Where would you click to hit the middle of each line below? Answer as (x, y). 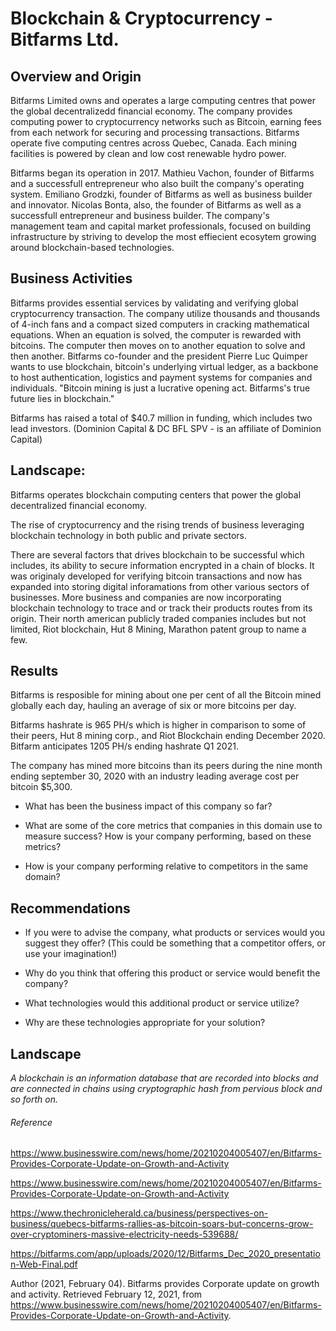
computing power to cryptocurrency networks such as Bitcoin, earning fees (166, 121)
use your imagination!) (71, 954)
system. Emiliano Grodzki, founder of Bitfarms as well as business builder (161, 194)
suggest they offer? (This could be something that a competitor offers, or (175, 943)
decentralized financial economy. (78, 505)
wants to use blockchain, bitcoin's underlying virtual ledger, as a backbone (164, 366)
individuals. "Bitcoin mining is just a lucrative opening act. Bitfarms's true (160, 388)
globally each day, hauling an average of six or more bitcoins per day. (153, 706)
